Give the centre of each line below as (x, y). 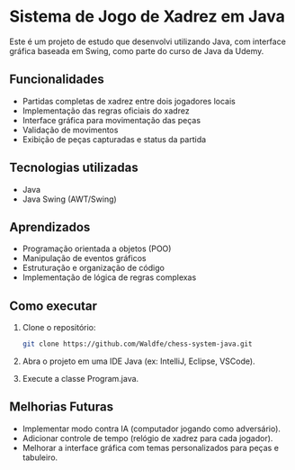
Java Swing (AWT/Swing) (69, 199)
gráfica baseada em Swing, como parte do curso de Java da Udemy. (137, 50)
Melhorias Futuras (62, 407)
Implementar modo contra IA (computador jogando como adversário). (152, 429)
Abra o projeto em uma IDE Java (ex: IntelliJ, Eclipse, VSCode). (139, 361)
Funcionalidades (57, 80)
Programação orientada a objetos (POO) (97, 249)
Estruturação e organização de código (93, 268)
